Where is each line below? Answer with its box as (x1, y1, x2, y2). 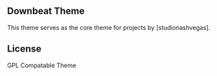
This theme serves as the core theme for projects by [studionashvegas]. (7, 23, 211, 31)
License (7, 43, 42, 55)
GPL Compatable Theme (7, 61, 77, 69)
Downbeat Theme (7, 5, 85, 17)
